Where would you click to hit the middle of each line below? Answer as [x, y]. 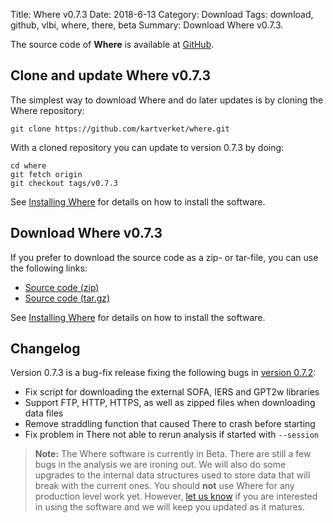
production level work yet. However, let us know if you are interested [176, 496]
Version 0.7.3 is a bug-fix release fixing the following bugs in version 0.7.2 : [163, 373]
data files [44, 413]
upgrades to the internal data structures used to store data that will [172, 475]
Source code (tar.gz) [67, 298]
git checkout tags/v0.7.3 [64, 183]
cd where [28, 165]
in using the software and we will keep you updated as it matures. [169, 507]
